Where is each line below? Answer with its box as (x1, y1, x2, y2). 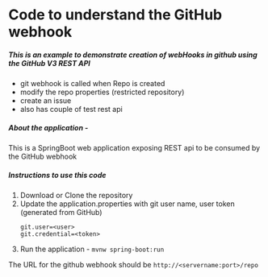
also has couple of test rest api (19, 105, 123, 114)
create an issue (19, 96, 72, 105)
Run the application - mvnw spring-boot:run (19, 244, 165, 254)
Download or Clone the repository (19, 191, 133, 201)
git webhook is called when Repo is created (19, 79, 165, 89)
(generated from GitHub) (19, 208, 103, 217)
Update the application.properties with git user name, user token (19, 199, 236, 209)
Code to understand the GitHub (8, 6, 223, 24)
